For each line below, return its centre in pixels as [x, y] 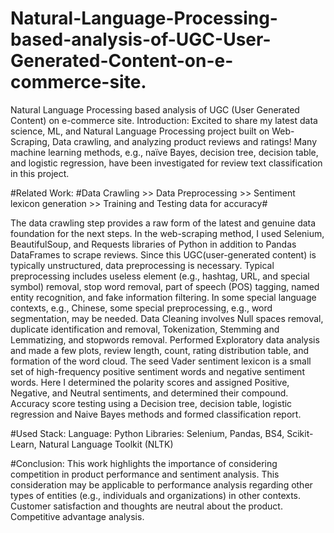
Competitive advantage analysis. [77, 516]
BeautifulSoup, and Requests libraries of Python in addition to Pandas [153, 244]
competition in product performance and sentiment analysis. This [145, 474]
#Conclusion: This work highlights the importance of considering [144, 463]
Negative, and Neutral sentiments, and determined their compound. [149, 393]
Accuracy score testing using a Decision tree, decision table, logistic [151, 403]
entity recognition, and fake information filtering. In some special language [163, 297]
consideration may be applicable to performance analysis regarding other [161, 484]
